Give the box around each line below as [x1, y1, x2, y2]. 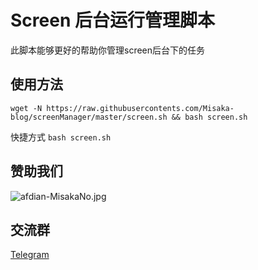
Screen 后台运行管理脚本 [10, 9, 215, 32]
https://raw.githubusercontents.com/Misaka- [46, 103, 235, 113]
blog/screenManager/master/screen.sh [10, 112, 168, 122]
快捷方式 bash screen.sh [10, 131, 112, 143]
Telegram [10, 249, 50, 261]
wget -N [10, 103, 43, 113]
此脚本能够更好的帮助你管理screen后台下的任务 [10, 44, 206, 56]
